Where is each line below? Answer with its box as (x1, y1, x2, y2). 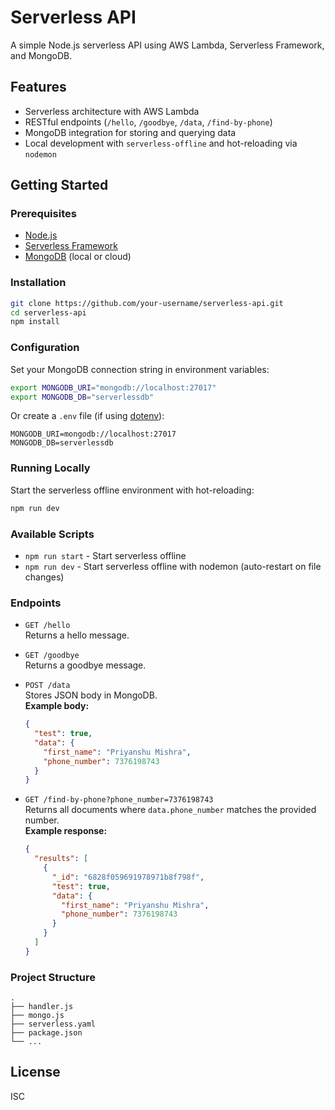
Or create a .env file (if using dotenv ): (10, 410, 165, 422)
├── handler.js (10, 1002, 74, 1012)
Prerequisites (10, 207, 77, 221)
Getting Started (10, 177, 109, 194)
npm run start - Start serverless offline (24, 549, 187, 561)
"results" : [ (34, 854, 89, 864)
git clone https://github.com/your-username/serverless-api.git (10, 298, 284, 308)
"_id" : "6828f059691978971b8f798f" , (51, 872, 205, 882)
